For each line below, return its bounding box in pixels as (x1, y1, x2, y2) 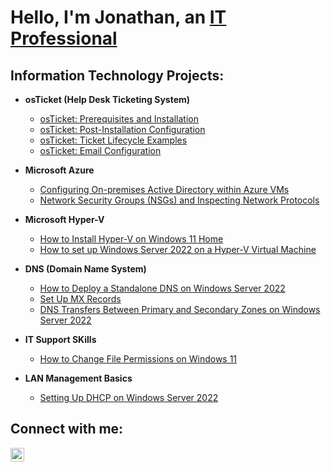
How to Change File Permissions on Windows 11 (39, 353, 238, 365)
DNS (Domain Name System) (24, 263, 147, 275)
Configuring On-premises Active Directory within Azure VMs (39, 184, 290, 195)
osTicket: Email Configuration (39, 145, 162, 156)
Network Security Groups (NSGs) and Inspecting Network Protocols (39, 194, 320, 206)
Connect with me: (10, 421, 124, 438)
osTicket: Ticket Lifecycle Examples (39, 134, 188, 146)
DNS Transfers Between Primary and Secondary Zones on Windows (39, 304, 321, 315)
